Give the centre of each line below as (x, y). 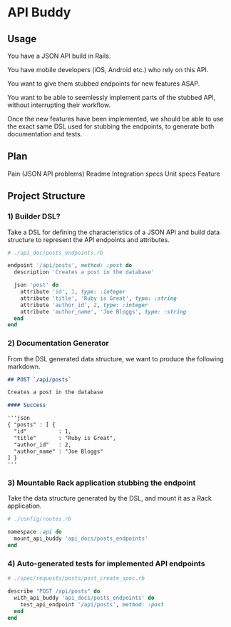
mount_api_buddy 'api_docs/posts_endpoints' (81, 539)
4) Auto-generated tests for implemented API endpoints (106, 563)
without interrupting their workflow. (59, 105)
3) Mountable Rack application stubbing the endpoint (102, 483)
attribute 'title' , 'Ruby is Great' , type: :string (98, 298)
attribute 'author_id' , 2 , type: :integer (84, 305)
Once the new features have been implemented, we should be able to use (116, 119)
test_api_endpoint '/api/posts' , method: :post (92, 604)
